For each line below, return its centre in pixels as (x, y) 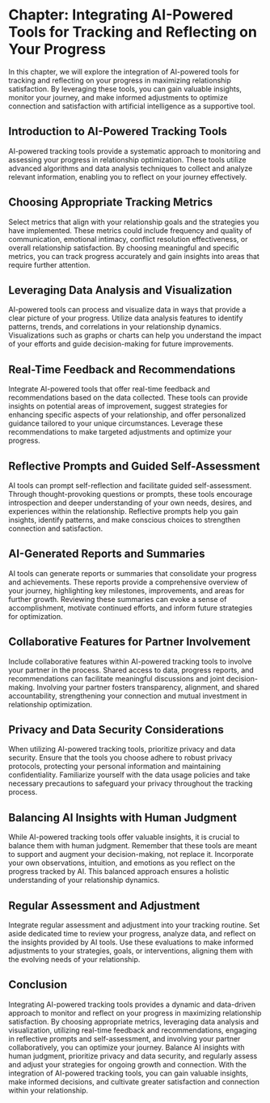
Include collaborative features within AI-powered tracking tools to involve (130, 661)
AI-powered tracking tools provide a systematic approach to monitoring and (135, 151)
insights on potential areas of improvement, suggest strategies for (118, 406)
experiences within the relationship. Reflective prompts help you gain (123, 511)
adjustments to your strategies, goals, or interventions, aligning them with (131, 951)
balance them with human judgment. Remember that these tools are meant (133, 846)
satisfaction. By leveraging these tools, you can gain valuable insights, (125, 89)
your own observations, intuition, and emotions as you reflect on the (122, 863)
